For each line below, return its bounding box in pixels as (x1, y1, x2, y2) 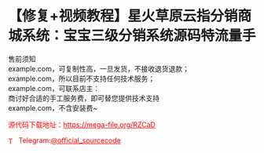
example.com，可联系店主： (8, 83, 101, 93)
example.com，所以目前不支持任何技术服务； (8, 74, 156, 83)
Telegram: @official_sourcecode (18, 135, 122, 145)
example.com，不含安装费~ (8, 103, 98, 112)
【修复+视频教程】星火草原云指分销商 (8, 7, 252, 25)
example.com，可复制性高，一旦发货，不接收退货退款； (8, 64, 190, 73)
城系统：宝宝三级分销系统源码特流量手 (8, 27, 257, 45)
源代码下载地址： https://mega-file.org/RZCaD (8, 119, 156, 129)
